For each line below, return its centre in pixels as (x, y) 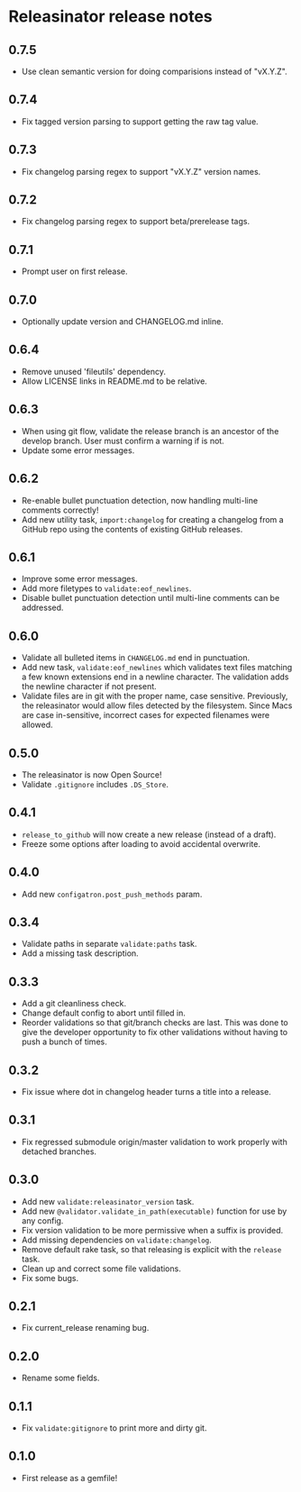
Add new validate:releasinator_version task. (108, 1201)
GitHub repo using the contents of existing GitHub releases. (132, 529)
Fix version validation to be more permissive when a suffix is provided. (152, 1230)
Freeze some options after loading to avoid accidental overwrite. (141, 843)
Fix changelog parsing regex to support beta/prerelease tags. (135, 222)
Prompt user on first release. (74, 271)
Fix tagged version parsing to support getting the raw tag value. (140, 121)
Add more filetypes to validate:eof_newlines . (106, 588)
